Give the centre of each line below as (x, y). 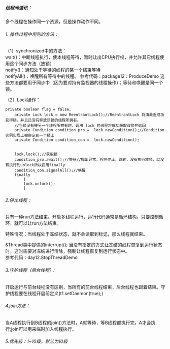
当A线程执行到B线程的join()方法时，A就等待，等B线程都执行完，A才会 (78, 323)
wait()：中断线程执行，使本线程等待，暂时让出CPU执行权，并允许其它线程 (83, 57)
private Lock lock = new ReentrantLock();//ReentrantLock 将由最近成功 (89, 115)
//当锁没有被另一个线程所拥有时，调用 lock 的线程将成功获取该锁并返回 (80, 126)
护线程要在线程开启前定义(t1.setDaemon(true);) (54, 293)
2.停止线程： (19, 200)
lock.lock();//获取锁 (36, 154)
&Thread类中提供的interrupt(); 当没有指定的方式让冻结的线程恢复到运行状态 (84, 245)
